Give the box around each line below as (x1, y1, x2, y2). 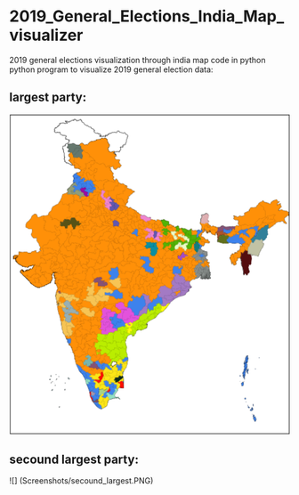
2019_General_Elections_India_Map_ (9, 6, 285, 27)
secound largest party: (9, 451, 140, 467)
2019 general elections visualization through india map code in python (9, 54, 266, 65)
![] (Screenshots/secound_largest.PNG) (9, 475, 154, 486)
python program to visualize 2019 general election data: (9, 64, 214, 75)
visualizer (9, 25, 84, 45)
